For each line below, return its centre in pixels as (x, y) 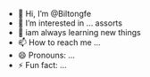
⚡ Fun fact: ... (42, 65)
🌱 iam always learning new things (79, 32)
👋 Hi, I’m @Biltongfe (54, 14)
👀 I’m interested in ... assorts (70, 23)
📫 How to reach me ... (59, 42)
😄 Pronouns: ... (46, 55)
